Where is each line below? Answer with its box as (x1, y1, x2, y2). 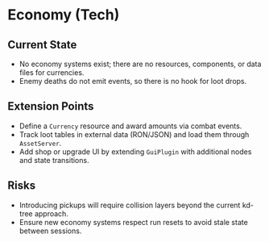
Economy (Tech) (7, 6, 120, 24)
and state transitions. (19, 155, 89, 165)
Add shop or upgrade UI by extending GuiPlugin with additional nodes (19, 147, 252, 156)
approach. (34, 208, 69, 219)
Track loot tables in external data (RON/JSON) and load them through (19, 129, 250, 139)
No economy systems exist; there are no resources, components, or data (19, 59, 262, 69)
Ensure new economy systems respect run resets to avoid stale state (19, 217, 249, 227)
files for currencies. (19, 68, 85, 77)
